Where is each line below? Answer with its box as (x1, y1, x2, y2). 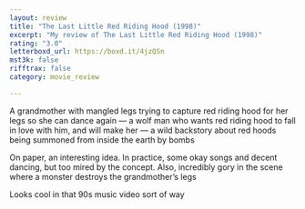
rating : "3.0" (9, 38, 64, 48)
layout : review (9, 13, 67, 23)
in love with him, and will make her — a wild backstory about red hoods (9, 124, 277, 135)
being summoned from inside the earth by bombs (9, 134, 196, 145)
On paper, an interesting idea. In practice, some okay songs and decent (9, 152, 278, 163)
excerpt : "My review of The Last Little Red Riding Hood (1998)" (9, 30, 262, 39)
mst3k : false (9, 55, 59, 65)
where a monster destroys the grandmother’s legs (9, 171, 198, 182)
